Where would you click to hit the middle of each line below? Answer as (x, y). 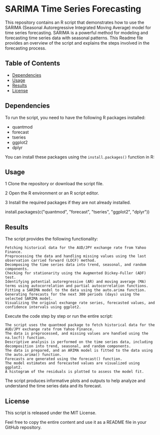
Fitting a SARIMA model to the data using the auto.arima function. (76, 290)
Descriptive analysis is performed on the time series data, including (79, 342)
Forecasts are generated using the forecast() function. (64, 359)
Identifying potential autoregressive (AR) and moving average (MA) (76, 282)
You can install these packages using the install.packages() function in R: (80, 157)
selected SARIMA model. (29, 299)
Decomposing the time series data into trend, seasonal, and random (76, 265)
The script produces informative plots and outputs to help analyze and (75, 381)
